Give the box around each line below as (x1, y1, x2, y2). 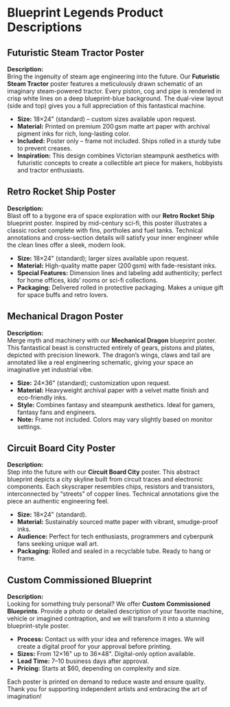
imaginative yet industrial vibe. (7, 365, 94, 373)
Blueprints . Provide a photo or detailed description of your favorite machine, (7, 607, 224, 616)
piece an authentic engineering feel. (7, 497, 109, 505)
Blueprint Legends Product (7, 5, 163, 21)
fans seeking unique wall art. (16, 540, 99, 548)
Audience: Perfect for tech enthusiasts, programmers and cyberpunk (16, 532, 214, 541)
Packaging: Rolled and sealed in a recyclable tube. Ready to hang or (16, 547, 211, 555)
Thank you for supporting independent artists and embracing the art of (7, 685, 207, 693)
